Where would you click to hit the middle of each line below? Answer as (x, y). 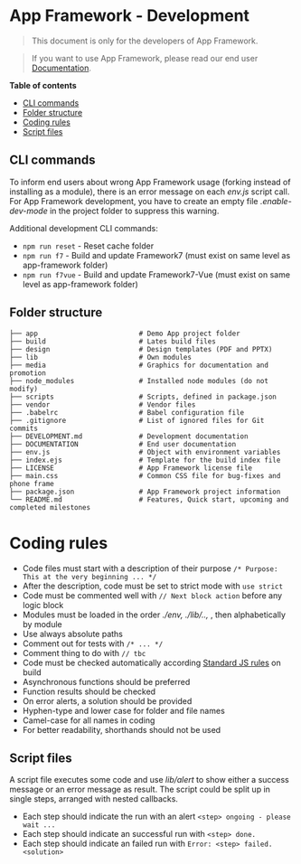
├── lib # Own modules (101, 357)
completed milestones (50, 507)
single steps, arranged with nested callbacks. (94, 799)
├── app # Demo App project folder (125, 333)
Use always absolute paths (73, 634)
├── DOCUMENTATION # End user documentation (123, 444)
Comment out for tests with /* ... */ (93, 643)
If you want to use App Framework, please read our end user (145, 58)
